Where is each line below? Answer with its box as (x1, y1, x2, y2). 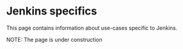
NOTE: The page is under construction (6, 36, 102, 43)
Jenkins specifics (6, 4, 98, 18)
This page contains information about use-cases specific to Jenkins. (6, 24, 178, 31)
